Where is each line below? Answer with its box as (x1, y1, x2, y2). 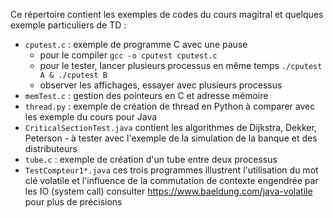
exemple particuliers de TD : (10, 19, 127, 31)
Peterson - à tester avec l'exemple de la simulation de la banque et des (24, 132, 318, 144)
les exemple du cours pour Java (24, 111, 158, 123)
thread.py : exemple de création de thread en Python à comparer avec (24, 100, 316, 112)
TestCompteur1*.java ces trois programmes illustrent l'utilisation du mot (24, 164, 319, 176)
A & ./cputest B (39, 70, 108, 80)
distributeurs (24, 143, 78, 154)
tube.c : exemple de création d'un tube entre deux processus (24, 154, 278, 165)
